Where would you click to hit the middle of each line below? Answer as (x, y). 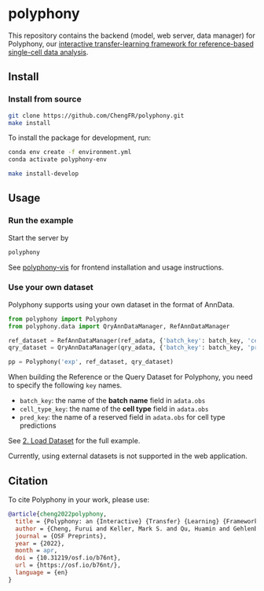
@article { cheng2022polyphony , (58, 514)
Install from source (45, 99)
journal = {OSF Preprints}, (61, 536)
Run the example (41, 221)
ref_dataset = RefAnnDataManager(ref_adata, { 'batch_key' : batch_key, (126, 340)
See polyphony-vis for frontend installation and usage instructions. (116, 267)
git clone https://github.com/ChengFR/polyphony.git (96, 116)
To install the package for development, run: (80, 138)
